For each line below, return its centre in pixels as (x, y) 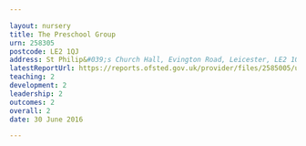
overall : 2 (30, 110)
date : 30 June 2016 (46, 120)
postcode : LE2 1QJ (44, 51)
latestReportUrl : (42, 68)
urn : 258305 (32, 43)
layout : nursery (40, 26)
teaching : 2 (32, 77)
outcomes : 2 (32, 102)
